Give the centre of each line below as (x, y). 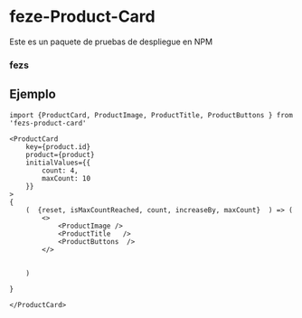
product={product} (60, 154)
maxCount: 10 (66, 178)
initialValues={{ (58, 163)
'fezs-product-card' (48, 123)
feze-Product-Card (82, 17)
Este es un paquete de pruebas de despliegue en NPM (111, 42)
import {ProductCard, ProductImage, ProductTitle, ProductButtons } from (151, 115)
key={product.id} (58, 146)
